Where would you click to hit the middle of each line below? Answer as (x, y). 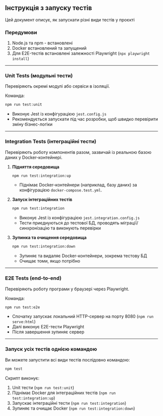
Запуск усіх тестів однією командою (51, 349)
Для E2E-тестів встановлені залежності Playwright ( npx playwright (81, 54)
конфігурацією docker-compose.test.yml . (61, 190)
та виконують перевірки (76, 228)
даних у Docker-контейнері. (34, 157)
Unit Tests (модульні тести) (39, 76)
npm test (14, 369)
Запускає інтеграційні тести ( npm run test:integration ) (69, 403)
